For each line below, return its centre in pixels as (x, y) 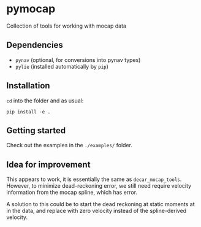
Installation (28, 86)
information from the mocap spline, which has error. (72, 193)
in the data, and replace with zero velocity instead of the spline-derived (97, 211)
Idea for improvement (48, 164)
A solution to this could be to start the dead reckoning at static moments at (100, 204)
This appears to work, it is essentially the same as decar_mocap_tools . (94, 179)
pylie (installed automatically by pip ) (62, 66)
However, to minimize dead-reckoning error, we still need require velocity (99, 186)
